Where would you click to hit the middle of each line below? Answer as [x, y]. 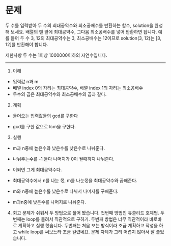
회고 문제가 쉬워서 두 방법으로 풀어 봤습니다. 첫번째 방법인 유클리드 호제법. [86, 213]
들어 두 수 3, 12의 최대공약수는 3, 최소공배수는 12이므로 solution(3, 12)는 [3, [86, 38]
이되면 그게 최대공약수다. [37, 169]
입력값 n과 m [25, 81]
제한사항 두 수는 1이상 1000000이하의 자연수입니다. [56, 55]
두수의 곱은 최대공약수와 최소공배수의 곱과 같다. [60, 94]
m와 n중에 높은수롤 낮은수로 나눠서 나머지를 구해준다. [65, 191]
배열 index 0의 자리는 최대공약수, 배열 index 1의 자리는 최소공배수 [78, 88]
